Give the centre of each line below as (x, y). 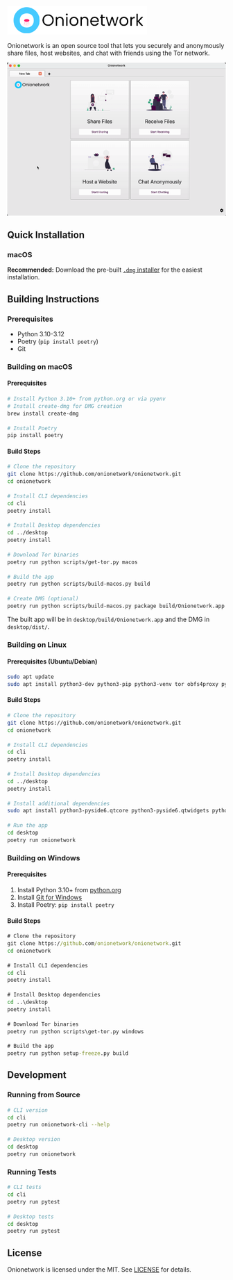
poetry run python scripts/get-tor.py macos (72, 562)
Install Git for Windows (50, 897)
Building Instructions (53, 299)
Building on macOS (40, 366)
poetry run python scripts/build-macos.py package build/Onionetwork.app (116, 606)
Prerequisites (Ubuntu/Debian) (52, 661)
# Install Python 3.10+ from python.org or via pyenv (87, 399)
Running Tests (32, 1172)
